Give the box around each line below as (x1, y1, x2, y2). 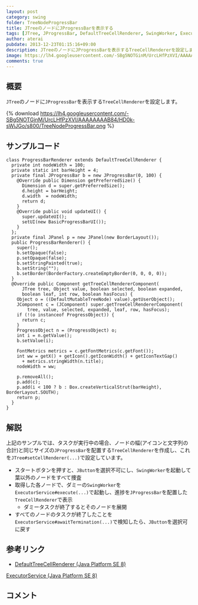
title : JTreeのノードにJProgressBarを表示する (6, 25, 114, 31)
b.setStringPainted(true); (16, 260, 83, 266)
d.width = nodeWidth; (21, 193, 78, 200)
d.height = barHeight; (21, 188, 78, 194)
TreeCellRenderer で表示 (14, 496, 73, 503)
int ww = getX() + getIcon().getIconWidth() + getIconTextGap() (16, 354, 178, 359)
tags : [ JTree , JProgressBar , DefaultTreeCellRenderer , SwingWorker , (6, 31, 178, 37)
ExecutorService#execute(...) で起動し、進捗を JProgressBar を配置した (14, 488, 188, 496)
